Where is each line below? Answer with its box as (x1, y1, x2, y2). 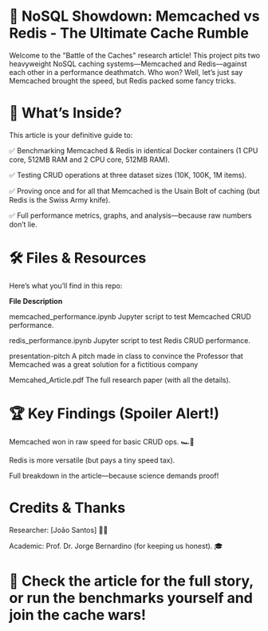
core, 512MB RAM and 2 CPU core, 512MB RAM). (9, 155, 171, 164)
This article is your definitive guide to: (9, 130, 133, 140)
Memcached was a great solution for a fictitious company (9, 359, 199, 369)
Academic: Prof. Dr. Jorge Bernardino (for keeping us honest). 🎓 (9, 541, 223, 550)
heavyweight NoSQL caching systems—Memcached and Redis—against (9, 59, 247, 69)
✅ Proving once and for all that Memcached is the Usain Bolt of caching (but (9, 186, 260, 195)
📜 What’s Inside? (9, 104, 122, 122)
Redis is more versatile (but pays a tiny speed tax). (9, 455, 175, 465)
